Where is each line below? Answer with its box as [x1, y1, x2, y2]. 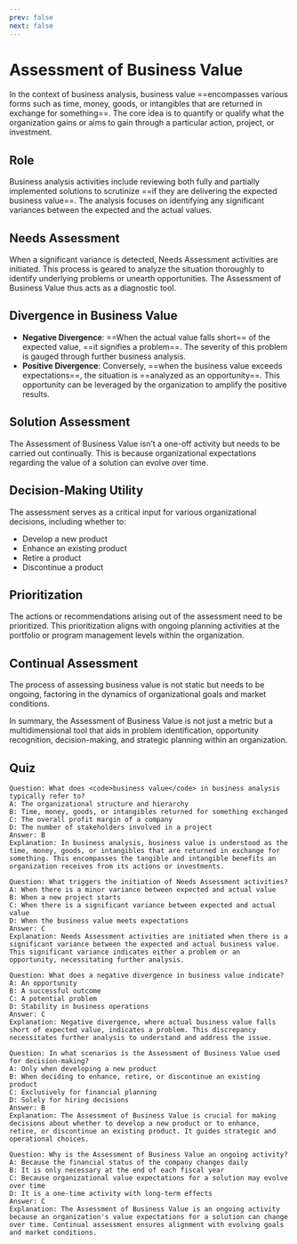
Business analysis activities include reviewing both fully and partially [9, 176, 261, 187]
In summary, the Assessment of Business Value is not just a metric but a [9, 716, 273, 727]
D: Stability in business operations [9, 1002, 149, 1011]
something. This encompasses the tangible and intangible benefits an [9, 854, 277, 863]
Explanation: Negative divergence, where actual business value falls [9, 1017, 277, 1027]
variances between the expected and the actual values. [9, 205, 213, 215]
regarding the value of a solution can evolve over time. [9, 457, 209, 468]
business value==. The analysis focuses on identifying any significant [9, 195, 265, 206]
